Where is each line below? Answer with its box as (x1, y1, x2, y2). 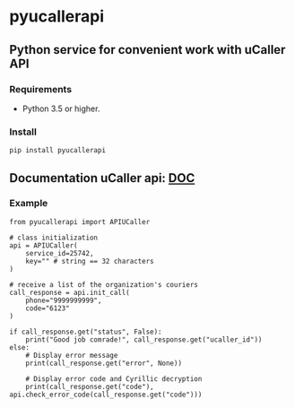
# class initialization (9, 233, 99, 242)
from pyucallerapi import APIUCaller (9, 217, 151, 226)
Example (9, 197, 48, 210)
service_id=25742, (25, 248, 94, 257)
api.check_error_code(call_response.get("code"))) (9, 390, 203, 399)
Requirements (9, 82, 73, 95)
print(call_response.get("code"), (25, 382, 154, 391)
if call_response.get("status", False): (9, 327, 163, 336)
